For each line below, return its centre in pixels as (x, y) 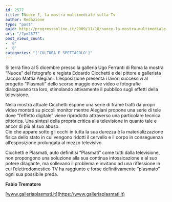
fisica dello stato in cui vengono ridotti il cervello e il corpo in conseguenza (84, 137)
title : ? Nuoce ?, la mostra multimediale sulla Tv (60, 15)
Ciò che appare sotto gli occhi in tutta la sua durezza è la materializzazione (84, 131)
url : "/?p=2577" (23, 34)
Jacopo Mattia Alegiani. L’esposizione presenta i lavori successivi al (77, 78)
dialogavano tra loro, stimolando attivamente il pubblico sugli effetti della (82, 89)
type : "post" (19, 24)
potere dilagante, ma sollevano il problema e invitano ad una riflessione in (83, 163)
